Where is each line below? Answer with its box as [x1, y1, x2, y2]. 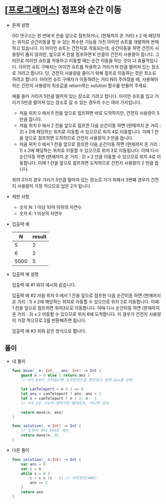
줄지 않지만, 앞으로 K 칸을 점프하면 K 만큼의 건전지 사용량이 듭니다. [25, 51, 155, 57]
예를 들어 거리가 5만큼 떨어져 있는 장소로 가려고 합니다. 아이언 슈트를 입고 [11, 93, 154, 99]
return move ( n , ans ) [21, 410, 64, 415]
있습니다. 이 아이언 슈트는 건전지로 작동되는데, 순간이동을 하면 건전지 [21, 45, 154, 51]
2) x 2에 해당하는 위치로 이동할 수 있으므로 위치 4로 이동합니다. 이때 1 [19, 128, 154, 135]
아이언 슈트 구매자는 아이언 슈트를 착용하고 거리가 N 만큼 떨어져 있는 [18, 63, 151, 70]
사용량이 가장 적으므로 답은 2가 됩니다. [17, 183, 91, 189]
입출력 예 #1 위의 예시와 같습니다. [11, 281, 77, 287]
